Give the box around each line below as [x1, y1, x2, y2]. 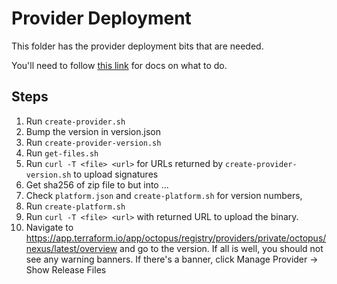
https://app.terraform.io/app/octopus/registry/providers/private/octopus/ [25, 232, 327, 244]
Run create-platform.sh [25, 200, 126, 212]
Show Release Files [25, 263, 107, 276]
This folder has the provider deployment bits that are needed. [11, 40, 264, 52]
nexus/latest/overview [25, 242, 118, 254]
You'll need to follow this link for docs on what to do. [11, 59, 228, 71]
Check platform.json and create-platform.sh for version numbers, [25, 189, 303, 201]
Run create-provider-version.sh [25, 136, 162, 148]
